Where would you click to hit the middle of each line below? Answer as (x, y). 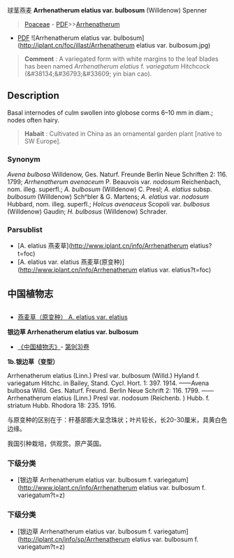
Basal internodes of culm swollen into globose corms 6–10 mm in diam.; (110, 112)
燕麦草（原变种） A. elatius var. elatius (72, 317)
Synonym (24, 159)
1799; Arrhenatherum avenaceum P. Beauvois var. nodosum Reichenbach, (114, 182)
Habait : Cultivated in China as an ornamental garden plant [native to (123, 133)
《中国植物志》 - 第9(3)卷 (53, 347)
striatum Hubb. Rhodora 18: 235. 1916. (62, 405)
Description (33, 96)
